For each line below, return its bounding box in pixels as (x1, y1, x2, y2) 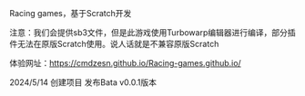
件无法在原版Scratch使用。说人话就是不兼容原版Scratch (9, 39, 219, 49)
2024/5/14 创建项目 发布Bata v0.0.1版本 (9, 77, 158, 88)
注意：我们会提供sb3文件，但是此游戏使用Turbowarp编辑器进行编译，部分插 (9, 27, 296, 38)
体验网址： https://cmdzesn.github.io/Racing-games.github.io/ (9, 58, 241, 68)
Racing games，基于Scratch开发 (9, 8, 132, 18)
